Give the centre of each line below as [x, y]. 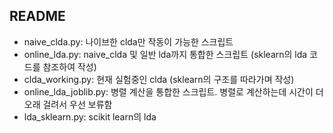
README [37, 16]
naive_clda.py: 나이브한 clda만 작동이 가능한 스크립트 [128, 41]
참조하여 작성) [69, 66]
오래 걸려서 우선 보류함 [68, 104]
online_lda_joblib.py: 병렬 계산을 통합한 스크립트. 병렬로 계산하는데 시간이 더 [173, 91]
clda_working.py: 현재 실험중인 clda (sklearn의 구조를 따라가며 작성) [159, 79]
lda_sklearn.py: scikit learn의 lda [90, 116]
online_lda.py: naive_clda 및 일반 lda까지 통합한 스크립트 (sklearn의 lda [165, 54]
